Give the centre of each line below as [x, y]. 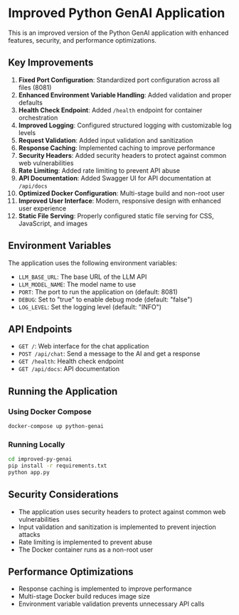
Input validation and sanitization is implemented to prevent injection [117, 527]
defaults [31, 102]
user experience [42, 208]
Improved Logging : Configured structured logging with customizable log [125, 125]
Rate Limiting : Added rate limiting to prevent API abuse [99, 170]
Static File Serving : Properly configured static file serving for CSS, [116, 215]
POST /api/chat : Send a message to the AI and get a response [109, 354]
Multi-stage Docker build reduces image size [84, 597]
